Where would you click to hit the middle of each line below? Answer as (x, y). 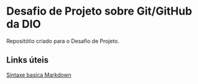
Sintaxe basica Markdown (39, 75)
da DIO (24, 24)
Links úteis (28, 60)
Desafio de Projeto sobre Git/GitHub (99, 11)
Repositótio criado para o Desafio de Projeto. (63, 41)
